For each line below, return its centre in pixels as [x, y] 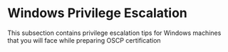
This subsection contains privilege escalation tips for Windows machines [114, 33]
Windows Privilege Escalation [97, 13]
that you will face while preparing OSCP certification [84, 40]
